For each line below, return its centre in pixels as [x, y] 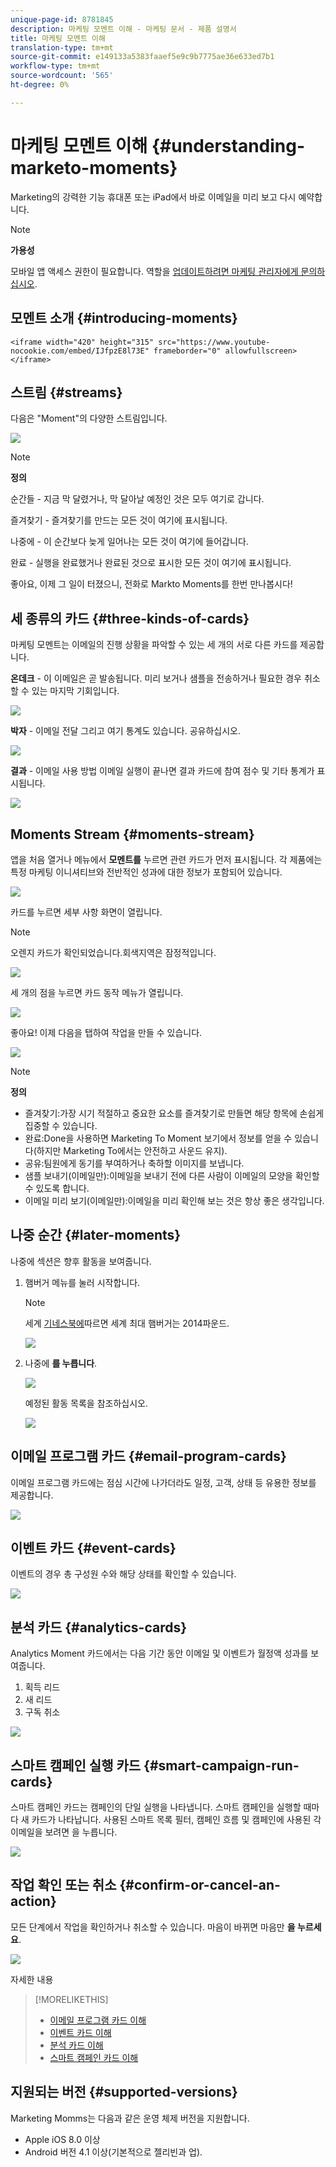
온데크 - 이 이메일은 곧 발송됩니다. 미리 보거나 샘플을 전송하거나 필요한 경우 [156, 678]
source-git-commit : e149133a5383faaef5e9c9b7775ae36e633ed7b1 [142, 57]
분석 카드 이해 [76, 2045]
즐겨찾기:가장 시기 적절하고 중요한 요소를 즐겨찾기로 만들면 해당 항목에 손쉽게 [174, 1113]
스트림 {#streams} [66, 392]
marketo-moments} [94, 167]
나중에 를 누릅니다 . [61, 1363]
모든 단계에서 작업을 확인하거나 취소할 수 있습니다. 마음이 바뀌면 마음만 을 [153, 1927]
